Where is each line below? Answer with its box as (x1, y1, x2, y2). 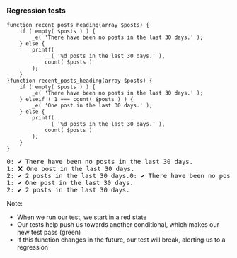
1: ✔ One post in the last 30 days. (6, 179, 134, 187)
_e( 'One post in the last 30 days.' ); (32, 102, 153, 110)
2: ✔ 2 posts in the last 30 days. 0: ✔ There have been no (6, 172, 216, 180)
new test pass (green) (16, 228, 81, 237)
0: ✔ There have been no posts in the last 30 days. (6, 158, 194, 166)
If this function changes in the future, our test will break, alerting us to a (16, 235, 226, 244)
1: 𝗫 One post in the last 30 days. (6, 165, 135, 173)
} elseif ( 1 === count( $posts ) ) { (19, 96, 134, 103)
